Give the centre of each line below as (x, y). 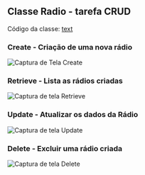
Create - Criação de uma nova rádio (70, 47)
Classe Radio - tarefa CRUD (69, 12)
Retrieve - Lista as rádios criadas (65, 81)
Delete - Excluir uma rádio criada (65, 148)
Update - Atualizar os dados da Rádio (73, 115)
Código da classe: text (40, 28)
